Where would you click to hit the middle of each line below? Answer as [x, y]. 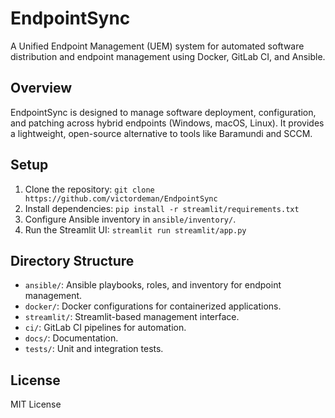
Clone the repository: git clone [89, 189]
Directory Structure [72, 260]
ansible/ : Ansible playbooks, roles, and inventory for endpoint [153, 285]
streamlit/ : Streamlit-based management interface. [132, 317]
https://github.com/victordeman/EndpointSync [121, 198]
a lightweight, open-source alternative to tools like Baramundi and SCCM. [161, 133]
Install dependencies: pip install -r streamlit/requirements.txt [162, 208]
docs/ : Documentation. [71, 338]
